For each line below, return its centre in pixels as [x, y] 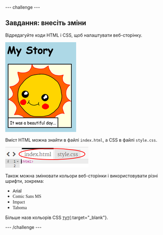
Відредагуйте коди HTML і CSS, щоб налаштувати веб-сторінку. [74, 35]
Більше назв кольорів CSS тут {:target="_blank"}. [57, 217]
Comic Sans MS [27, 196]
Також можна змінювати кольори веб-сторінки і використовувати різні [81, 176]
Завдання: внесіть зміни [46, 23]
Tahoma [20, 208]
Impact [19, 202]
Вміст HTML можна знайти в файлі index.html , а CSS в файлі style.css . [81, 140]
